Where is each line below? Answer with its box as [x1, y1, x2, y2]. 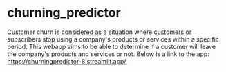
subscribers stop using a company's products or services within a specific [7, 35, 220, 43]
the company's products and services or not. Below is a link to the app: [7, 50, 209, 58]
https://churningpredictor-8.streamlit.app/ [7, 57, 126, 65]
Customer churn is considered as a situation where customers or [7, 28, 192, 36]
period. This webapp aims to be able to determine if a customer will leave [7, 42, 216, 51]
